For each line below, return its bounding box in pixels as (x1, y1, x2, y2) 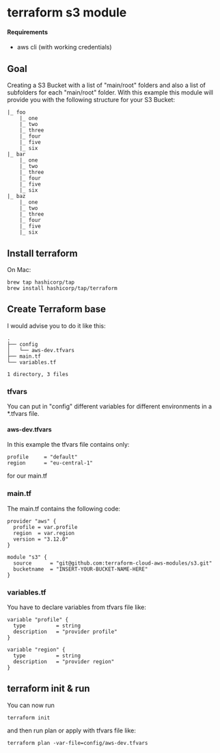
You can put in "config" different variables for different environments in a (7, 402, 212, 410)
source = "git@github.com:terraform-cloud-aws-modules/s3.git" (13, 560, 212, 567)
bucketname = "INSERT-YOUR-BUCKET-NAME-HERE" (13, 565, 148, 573)
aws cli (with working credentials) (16, 43, 112, 51)
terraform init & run (7, 683, 90, 695)
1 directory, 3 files (7, 371, 69, 378)
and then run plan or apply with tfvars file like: (7, 726, 137, 735)
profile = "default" (7, 454, 78, 460)
